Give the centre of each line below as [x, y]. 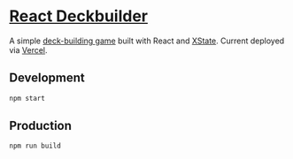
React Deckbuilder [79, 16]
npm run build [35, 146]
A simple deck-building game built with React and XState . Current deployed [147, 41]
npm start [27, 98]
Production [41, 126]
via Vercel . [28, 49]
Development [47, 78]
